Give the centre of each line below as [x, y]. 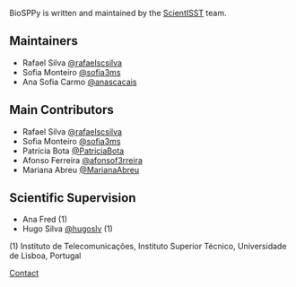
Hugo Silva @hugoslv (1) [68, 229]
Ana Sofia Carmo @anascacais [79, 82]
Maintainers [44, 41]
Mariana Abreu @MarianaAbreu [81, 170]
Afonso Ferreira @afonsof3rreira [83, 160]
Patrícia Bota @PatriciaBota [73, 151]
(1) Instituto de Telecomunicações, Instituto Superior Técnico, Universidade [148, 247]
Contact [24, 274]
